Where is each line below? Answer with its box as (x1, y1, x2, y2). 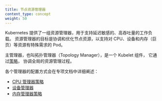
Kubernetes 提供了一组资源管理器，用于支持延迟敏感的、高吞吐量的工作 (5, 30, 148, 36)
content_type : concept (5, 12, 51, 16)
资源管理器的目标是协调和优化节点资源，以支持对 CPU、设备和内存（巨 (14, 36, 157, 42)
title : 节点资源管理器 (5, 7, 46, 12)
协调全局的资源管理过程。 (23, 58, 74, 64)
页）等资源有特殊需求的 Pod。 (5, 42, 65, 48)
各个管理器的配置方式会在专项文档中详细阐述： (5, 69, 98, 74)
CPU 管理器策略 (12, 79, 44, 85)
